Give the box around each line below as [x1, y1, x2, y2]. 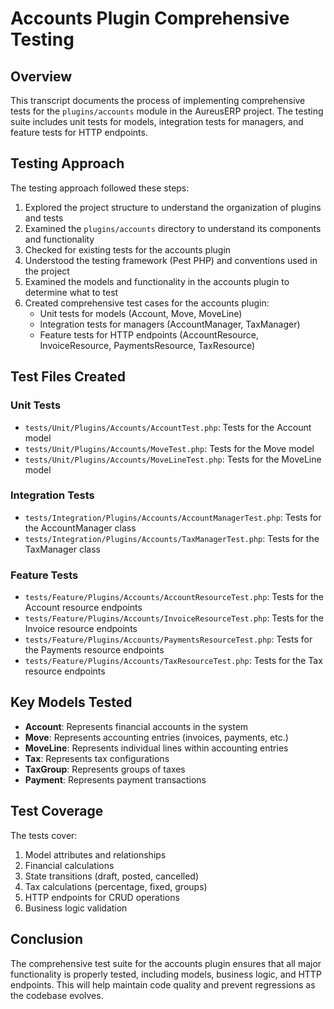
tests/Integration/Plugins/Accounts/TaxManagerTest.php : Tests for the [24, 532, 320, 544]
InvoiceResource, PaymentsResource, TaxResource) [39, 339, 256, 351]
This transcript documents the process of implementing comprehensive [10, 95, 306, 106]
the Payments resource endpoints [24, 644, 165, 656]
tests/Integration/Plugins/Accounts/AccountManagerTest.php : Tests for [24, 511, 322, 523]
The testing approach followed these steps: [10, 182, 190, 194]
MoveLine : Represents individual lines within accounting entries [24, 742, 289, 754]
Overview [10, 68, 73, 85]
